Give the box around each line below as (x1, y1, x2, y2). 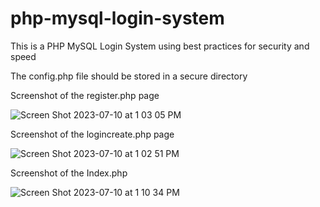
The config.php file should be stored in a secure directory (10, 70, 248, 82)
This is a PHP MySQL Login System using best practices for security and (10, 40, 310, 52)
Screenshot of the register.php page (10, 89, 160, 101)
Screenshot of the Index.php (10, 167, 128, 179)
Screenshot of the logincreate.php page (10, 128, 175, 140)
